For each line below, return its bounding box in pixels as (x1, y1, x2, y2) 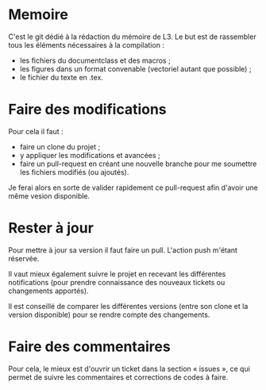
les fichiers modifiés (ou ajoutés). (19, 167, 129, 176)
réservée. (8, 253, 40, 263)
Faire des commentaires (8, 338, 171, 355)
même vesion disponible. (8, 191, 91, 200)
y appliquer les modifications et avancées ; (19, 150, 160, 160)
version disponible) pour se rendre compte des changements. (8, 310, 210, 319)
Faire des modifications (8, 101, 167, 118)
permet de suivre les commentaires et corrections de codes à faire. (8, 372, 229, 382)
